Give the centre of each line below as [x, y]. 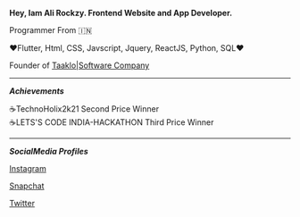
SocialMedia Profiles [49, 151]
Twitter [22, 203]
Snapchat [27, 186]
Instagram [28, 168]
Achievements [37, 91]
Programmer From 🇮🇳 [51, 30]
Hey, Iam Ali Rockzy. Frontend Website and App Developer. [121, 13]
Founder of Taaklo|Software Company [79, 65]
